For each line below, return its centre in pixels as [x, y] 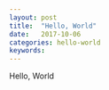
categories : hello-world [55, 42]
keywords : [27, 51]
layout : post [33, 17]
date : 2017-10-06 [45, 34]
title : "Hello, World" [53, 26]
